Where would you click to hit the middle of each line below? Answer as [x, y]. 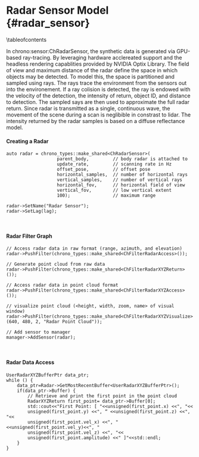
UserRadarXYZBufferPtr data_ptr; [48, 375]
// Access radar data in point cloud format [62, 285]
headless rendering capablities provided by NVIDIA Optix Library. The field [98, 64]
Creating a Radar [27, 141]
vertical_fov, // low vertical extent [114, 191]
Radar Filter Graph [29, 236]
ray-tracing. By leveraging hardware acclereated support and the [102, 57]
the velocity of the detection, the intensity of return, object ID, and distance [98, 96]
